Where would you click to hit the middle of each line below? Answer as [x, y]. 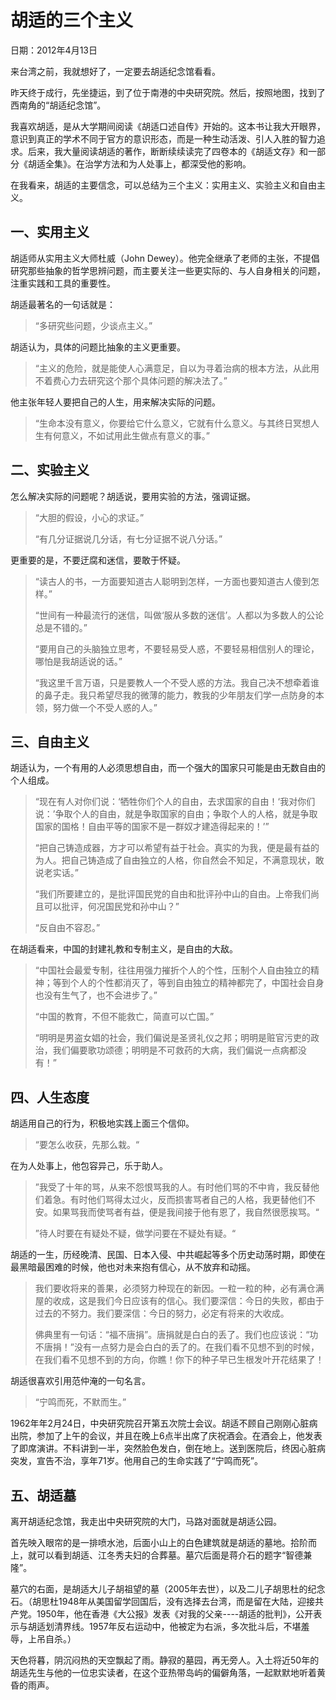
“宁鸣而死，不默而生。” [80, 1402]
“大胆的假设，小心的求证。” [89, 517]
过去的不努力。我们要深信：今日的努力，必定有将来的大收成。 [162, 1313]
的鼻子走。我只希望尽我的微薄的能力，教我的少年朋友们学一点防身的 [175, 695]
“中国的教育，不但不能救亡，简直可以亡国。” [124, 1017]
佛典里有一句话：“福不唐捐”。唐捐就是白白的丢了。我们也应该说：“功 [176, 1335]
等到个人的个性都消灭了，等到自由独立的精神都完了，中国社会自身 [188, 983]
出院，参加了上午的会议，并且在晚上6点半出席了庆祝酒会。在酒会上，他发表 [166, 1436]
